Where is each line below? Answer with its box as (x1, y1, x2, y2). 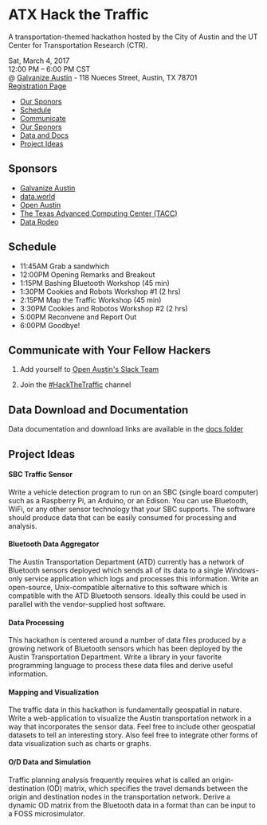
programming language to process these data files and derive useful (8, 661, 234, 671)
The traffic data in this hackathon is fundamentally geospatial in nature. (8, 705, 242, 714)
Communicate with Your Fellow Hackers (8, 343, 211, 357)
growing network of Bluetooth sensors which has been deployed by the (8, 643, 243, 654)
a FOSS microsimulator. (8, 808, 85, 818)
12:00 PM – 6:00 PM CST (8, 64, 91, 73)
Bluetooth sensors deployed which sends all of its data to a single (8, 565, 224, 575)
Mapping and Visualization (8, 687, 100, 697)
